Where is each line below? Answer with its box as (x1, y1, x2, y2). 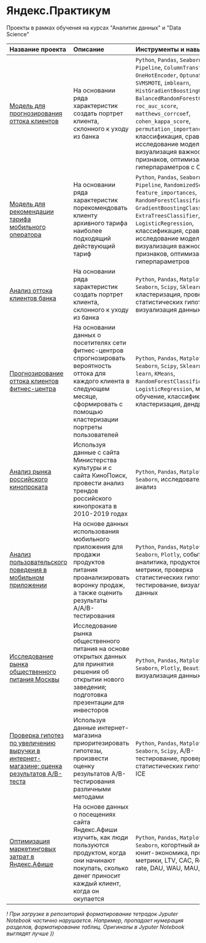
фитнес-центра (9, 384, 56, 393)
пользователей (73, 430, 118, 439)
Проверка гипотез (9, 731, 64, 739)
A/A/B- (73, 604, 95, 612)
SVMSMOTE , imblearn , (135, 78, 191, 87)
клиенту (73, 211, 98, 220)
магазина (73, 731, 102, 739)
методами (73, 792, 104, 801)
